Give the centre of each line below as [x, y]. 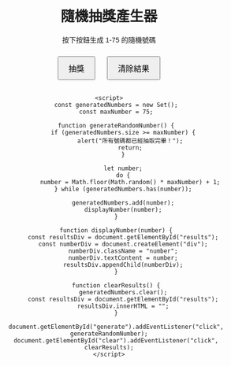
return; [130, 148]
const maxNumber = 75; [116, 112]
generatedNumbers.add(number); [123, 203]
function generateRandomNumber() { [116, 125]
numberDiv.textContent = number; [123, 258]
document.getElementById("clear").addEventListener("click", [116, 340]
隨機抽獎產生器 [109, 17]
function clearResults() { [116, 285]
